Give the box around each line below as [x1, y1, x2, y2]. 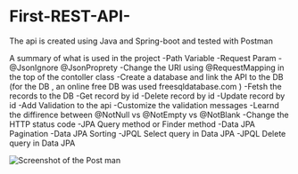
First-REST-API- [9, 6, 131, 27]
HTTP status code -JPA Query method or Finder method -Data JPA [9, 118, 256, 130]
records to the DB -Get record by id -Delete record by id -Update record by [9, 91, 286, 101]
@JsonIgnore [9, 62, 59, 73]
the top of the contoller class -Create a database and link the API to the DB [9, 71, 284, 82]
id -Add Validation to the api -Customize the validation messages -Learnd [9, 99, 279, 110]
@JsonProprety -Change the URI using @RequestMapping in [60, 62, 285, 73]
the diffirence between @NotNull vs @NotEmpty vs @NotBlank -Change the [9, 109, 290, 120]
